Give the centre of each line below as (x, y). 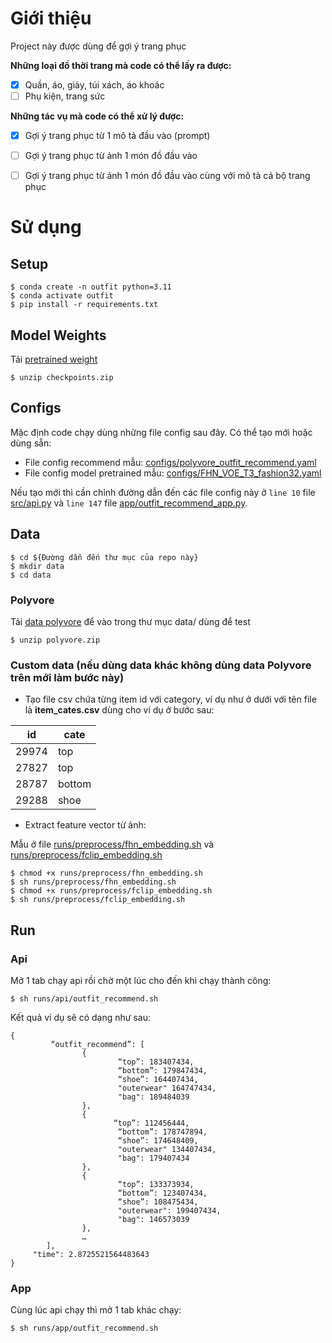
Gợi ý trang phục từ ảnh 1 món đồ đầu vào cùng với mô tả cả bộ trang (167, 176)
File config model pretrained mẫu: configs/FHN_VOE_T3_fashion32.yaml (173, 473)
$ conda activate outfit (62, 296)
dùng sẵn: (31, 443)
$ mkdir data (37, 566)
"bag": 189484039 (153, 1097)
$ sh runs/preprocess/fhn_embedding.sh (93, 882)
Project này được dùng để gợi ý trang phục (98, 46)
